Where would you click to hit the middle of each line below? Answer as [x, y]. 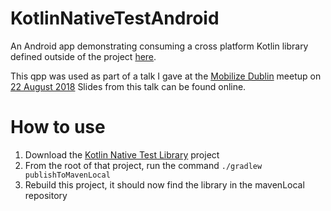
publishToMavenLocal [67, 175]
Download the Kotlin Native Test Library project [122, 154]
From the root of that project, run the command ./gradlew [143, 165]
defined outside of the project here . [83, 56]
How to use [58, 127]
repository [46, 195]
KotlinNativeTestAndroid [115, 18]
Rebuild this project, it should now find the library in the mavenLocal [164, 184]
